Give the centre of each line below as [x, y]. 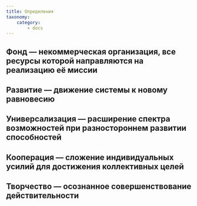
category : [29, 22]
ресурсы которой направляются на [75, 61]
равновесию [30, 99]
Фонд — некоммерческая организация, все [91, 51]
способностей [34, 138]
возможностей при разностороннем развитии [96, 128]
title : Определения [30, 11]
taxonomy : [18, 17]
